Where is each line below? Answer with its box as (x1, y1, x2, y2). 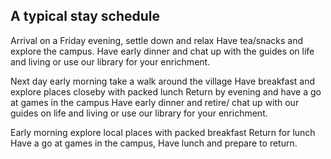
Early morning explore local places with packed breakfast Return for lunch (10, 126, 316, 138)
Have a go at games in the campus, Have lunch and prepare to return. (10, 137, 298, 149)
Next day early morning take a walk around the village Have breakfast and (10, 75, 316, 87)
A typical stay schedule (10, 8, 161, 25)
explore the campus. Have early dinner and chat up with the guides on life (10, 45, 315, 57)
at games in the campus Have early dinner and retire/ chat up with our (10, 96, 300, 108)
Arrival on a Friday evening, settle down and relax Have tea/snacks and (10, 34, 304, 46)
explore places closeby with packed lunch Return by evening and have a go (10, 85, 322, 98)
